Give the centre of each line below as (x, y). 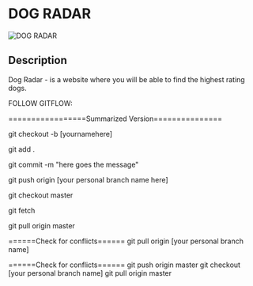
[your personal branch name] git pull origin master (90, 273)
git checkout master (41, 195)
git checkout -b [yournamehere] (60, 134)
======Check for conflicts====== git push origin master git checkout (125, 265)
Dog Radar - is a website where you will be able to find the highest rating (126, 79)
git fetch (22, 210)
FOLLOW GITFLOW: (40, 103)
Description (38, 60)
